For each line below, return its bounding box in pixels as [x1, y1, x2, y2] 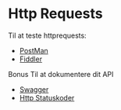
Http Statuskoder [19, 93, 75, 102]
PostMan [19, 46, 48, 55]
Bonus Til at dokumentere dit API [8, 69, 114, 79]
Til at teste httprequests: [8, 31, 87, 40]
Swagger [19, 84, 49, 94]
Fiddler [19, 54, 43, 64]
